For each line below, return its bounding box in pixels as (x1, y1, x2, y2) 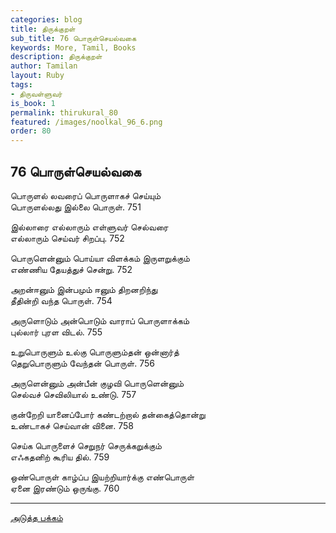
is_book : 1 (10, 98, 56, 108)
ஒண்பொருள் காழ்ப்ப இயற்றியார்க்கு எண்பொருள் (10, 471, 195, 483)
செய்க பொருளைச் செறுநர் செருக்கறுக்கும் (10, 439, 162, 451)
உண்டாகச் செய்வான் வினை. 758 (10, 419, 134, 431)
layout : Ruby (10, 71, 65, 81)
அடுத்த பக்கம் (10, 511, 63, 523)
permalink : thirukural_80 (10, 107, 118, 118)
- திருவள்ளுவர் (10, 89, 63, 99)
